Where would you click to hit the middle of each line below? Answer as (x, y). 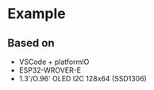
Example (37, 14)
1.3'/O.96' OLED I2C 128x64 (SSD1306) (83, 79)
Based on (31, 43)
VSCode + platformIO (54, 62)
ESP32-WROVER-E (50, 70)
